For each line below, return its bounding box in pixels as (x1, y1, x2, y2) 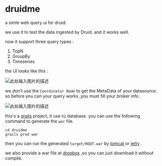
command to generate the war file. (5, 118, 74, 124)
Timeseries (12, 58, 35, 64)
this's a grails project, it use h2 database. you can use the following (5, 113, 140, 119)
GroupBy (12, 53, 30, 59)
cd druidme (5, 127, 27, 133)
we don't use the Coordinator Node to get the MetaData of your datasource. (5, 88, 158, 94)
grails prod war (5, 132, 38, 137)
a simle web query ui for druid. (5, 20, 67, 25)
